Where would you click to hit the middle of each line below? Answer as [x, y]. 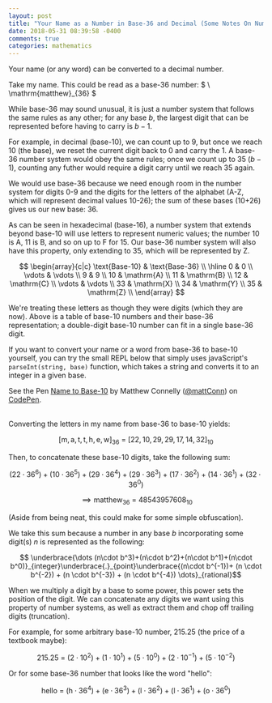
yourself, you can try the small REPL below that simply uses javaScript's [128, 358]
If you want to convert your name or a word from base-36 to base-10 [123, 350]
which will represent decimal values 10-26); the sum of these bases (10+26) [135, 201]
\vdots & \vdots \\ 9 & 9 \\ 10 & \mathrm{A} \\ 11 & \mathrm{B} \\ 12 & [136, 275]
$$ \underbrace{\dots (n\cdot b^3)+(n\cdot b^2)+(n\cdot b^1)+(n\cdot [136, 558]
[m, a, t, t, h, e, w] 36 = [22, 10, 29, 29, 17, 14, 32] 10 [136, 441]
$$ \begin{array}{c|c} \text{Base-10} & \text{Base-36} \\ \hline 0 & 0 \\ [136, 266]
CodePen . [25, 400]
